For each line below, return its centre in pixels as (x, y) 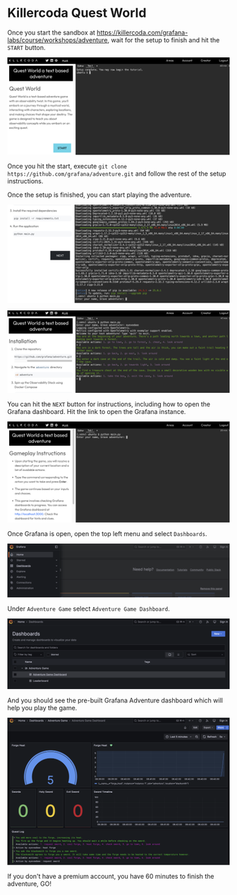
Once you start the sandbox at (51, 32)
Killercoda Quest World (77, 13)
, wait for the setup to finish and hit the (164, 39)
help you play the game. (42, 708)
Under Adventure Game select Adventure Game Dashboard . (89, 609)
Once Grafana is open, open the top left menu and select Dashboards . (107, 533)
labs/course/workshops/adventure (57, 39)
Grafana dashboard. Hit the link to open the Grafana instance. (97, 412)
